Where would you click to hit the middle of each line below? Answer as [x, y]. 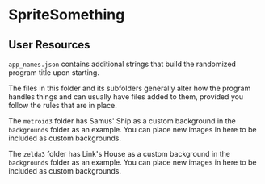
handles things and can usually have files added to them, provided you [126, 97]
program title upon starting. [54, 73]
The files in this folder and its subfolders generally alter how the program [130, 88]
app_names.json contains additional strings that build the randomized [122, 64]
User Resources [49, 45]
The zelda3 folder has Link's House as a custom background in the [119, 154]
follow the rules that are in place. [63, 105]
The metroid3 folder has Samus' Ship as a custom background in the [122, 121]
